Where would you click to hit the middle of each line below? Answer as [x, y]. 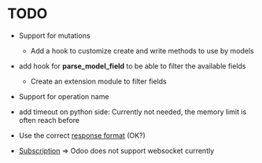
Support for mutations [55, 35]
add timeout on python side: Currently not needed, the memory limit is [133, 112]
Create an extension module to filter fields [98, 81]
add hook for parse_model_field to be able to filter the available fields [132, 66]
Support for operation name [64, 96]
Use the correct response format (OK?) [82, 135]
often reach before [49, 120]
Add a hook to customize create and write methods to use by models [142, 50]
